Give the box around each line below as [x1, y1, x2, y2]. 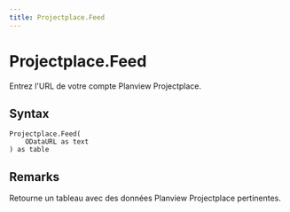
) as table [9, 145, 50, 154]
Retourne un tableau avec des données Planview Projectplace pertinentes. [9, 192, 282, 204]
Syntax [9, 106, 50, 121]
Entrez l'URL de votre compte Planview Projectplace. [9, 81, 202, 91]
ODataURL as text [25, 137, 90, 146]
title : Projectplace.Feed [9, 12, 105, 22]
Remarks [9, 169, 60, 185]
